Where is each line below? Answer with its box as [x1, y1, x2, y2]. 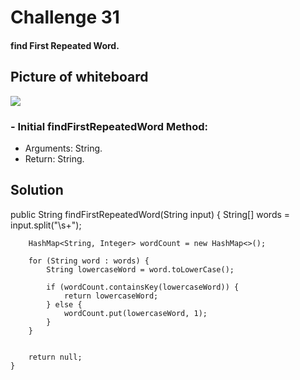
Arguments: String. [24, 142, 103, 154]
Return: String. [24, 152, 85, 165]
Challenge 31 [10, 6, 120, 29]
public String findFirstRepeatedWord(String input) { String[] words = [10, 208, 291, 220]
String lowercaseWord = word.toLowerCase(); [46, 264, 235, 275]
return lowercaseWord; [63, 291, 159, 301]
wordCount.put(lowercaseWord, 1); [63, 308, 208, 318]
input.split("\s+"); [10, 219, 82, 231]
